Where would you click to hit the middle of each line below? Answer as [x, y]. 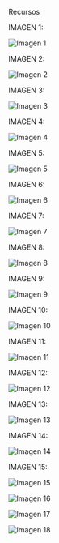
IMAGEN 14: [28, 436]
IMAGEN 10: [28, 310]
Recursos [24, 12]
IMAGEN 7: [26, 216]
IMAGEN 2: [27, 59]
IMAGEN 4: [27, 122]
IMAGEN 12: [28, 373]
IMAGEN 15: [28, 467]
